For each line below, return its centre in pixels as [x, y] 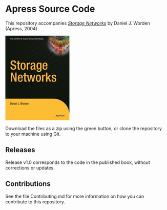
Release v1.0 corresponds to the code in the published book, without [78, 162]
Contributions [28, 184]
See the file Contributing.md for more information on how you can [75, 196]
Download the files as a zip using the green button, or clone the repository [84, 128]
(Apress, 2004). [22, 28]
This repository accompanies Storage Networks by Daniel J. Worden [78, 23]
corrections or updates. [30, 167]
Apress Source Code [50, 9]
